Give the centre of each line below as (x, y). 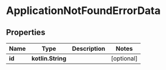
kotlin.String (49, 58)
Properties (26, 32)
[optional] (124, 58)
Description (89, 49)
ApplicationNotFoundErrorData (83, 11)
